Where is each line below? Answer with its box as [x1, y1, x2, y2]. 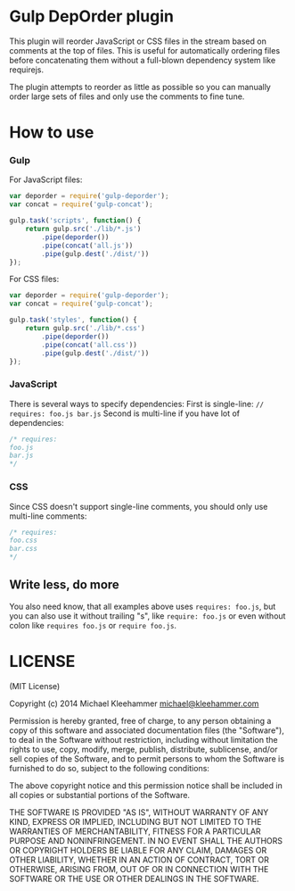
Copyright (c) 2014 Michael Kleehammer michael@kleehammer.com [9, 698, 259, 709]
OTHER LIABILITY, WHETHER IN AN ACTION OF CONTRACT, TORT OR [9, 854, 269, 865]
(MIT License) [9, 680, 61, 691]
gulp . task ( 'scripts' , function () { [9, 216, 142, 225]
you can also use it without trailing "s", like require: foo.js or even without [9, 610, 286, 621]
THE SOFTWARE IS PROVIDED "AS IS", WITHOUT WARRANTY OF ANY [9, 806, 269, 818]
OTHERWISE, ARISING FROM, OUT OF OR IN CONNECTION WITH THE [9, 863, 269, 874]
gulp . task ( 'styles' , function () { [9, 315, 138, 325]
